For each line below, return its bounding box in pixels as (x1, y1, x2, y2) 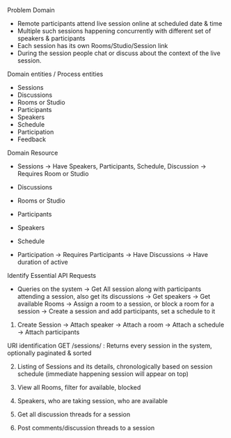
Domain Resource (7, 149, 58, 157)
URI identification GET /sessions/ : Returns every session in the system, (7, 341, 212, 350)
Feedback (17, 135, 47, 143)
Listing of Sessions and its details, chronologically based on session (17, 362, 213, 370)
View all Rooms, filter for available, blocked (17, 383, 141, 391)
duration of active (17, 258, 68, 266)
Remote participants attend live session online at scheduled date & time (17, 19, 223, 27)
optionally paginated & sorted (7, 349, 92, 357)
